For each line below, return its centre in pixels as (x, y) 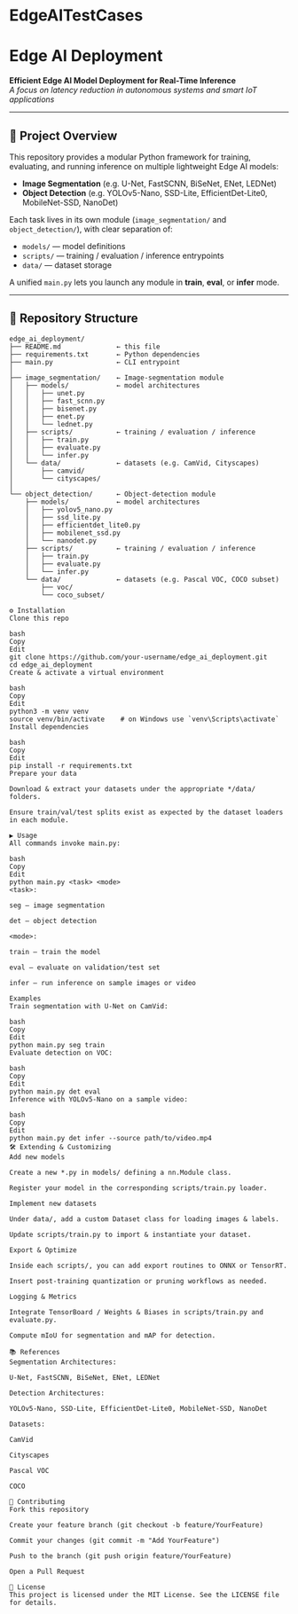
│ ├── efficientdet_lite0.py (83, 525)
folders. (25, 796)
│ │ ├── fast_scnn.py (57, 401)
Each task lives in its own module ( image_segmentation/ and (118, 219)
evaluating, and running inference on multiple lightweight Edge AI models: (144, 166)
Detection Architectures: (57, 1393)
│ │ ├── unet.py (47, 393)
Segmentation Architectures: (63, 1362)
